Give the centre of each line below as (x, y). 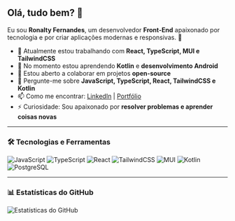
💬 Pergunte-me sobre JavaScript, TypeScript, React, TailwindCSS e (116, 81)
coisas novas (37, 116)
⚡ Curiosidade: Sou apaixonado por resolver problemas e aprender (115, 107)
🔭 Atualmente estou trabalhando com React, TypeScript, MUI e (108, 51)
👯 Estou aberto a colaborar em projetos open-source (94, 73)
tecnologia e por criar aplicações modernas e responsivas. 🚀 (95, 37)
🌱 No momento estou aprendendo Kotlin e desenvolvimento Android (117, 66)
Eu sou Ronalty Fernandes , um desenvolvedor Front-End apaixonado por (114, 29)
